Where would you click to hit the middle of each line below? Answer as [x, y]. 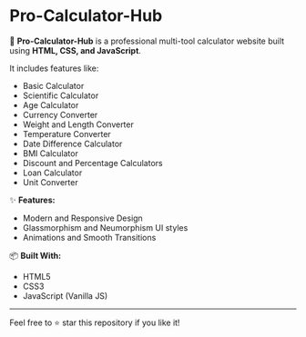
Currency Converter [60, 114]
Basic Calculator [53, 85]
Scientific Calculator [61, 95]
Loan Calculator [52, 173]
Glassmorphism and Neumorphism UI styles [105, 227]
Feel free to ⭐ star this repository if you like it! [95, 322]
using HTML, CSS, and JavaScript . [75, 50]
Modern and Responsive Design [82, 218]
